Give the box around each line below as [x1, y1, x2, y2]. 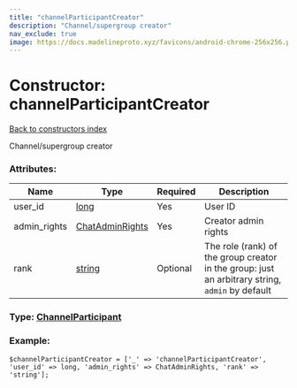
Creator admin [204, 215, 264, 227]
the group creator [204, 251, 278, 263]
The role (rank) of [204, 240, 278, 253]
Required [156, 186, 196, 198]
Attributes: [9, 163, 57, 175]
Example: [9, 335, 50, 347]
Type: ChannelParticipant [9, 311, 122, 323]
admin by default [204, 285, 271, 297]
